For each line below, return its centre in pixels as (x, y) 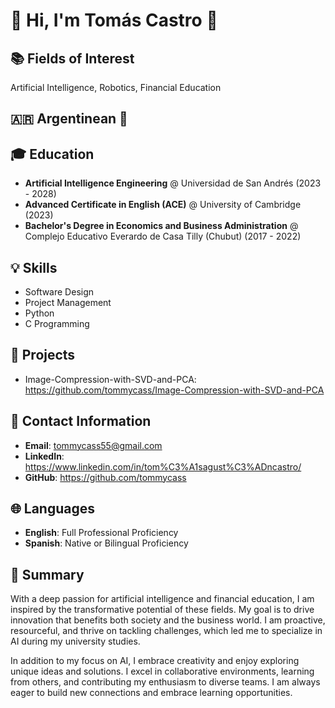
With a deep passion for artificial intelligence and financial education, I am (162, 599)
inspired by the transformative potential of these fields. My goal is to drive (162, 610)
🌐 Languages (52, 509)
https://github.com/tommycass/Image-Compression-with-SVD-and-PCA (174, 390)
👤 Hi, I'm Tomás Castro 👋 (114, 20)
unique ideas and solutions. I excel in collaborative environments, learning (162, 671)
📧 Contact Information (81, 421)
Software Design (59, 292)
